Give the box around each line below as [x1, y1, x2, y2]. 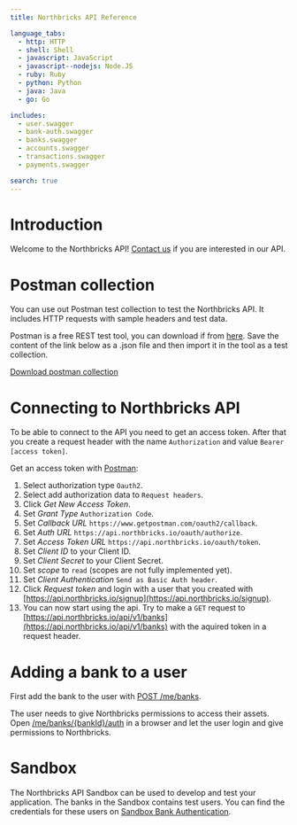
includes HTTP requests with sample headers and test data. [10, 314, 228, 324]
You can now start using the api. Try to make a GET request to [22, 603, 246, 613]
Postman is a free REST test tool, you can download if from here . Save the [10, 331, 279, 341]
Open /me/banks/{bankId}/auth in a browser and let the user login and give [10, 718, 284, 728]
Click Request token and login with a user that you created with [22, 584, 254, 595]
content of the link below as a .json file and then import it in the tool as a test [10, 340, 288, 351]
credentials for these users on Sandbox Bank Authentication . [10, 806, 232, 817]
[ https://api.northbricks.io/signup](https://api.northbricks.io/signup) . [22, 593, 272, 603]
